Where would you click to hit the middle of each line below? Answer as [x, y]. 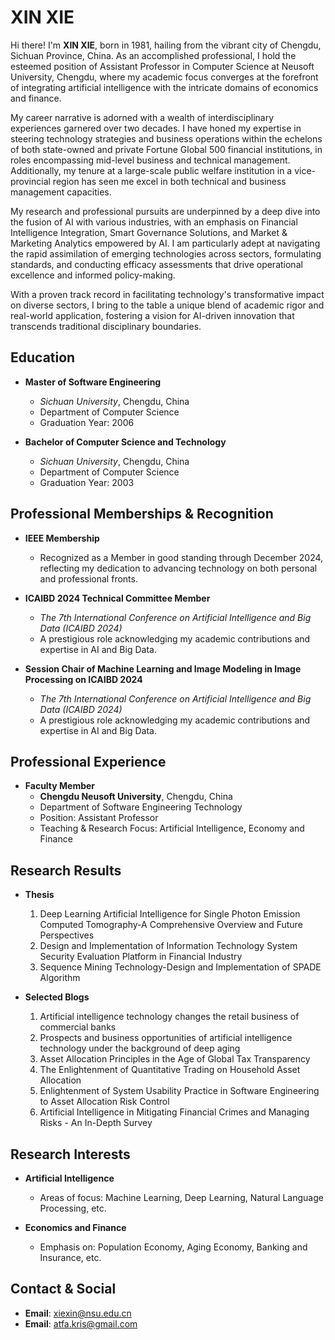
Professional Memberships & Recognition [142, 514]
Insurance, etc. [70, 1257]
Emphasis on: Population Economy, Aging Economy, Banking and [173, 1247]
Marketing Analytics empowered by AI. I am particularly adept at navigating [165, 243]
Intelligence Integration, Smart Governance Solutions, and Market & [149, 232]
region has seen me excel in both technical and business [169, 181]
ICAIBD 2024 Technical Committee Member [117, 598]
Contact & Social [63, 1289]
